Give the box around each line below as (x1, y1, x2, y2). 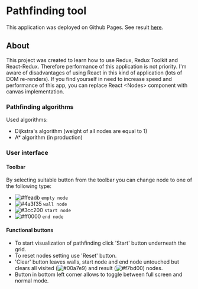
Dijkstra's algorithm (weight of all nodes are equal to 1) (14, 128, 148, 135)
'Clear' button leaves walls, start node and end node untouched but (14, 258, 179, 265)
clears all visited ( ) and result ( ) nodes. (14, 265, 163, 272)
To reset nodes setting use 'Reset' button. (14, 252, 117, 259)
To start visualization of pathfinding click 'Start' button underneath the (14, 239, 186, 246)
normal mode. (14, 277, 49, 284)
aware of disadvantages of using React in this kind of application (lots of (6, 69, 183, 76)
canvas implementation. (6, 87, 64, 95)
